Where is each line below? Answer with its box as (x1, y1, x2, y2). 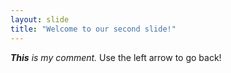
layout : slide (10, 14, 70, 25)
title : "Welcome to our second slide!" (10, 24, 177, 34)
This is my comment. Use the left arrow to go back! (10, 51, 222, 63)
